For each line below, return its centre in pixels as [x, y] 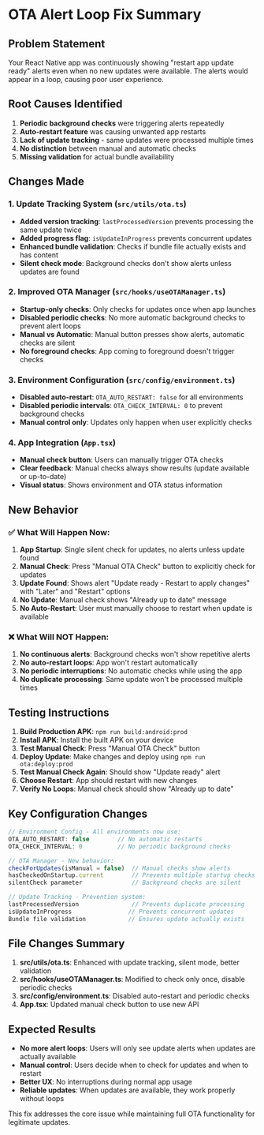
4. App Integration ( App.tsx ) [62, 443]
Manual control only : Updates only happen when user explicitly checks [136, 422]
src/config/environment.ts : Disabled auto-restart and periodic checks [134, 996]
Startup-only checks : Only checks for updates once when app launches [138, 309]
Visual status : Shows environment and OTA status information [121, 485]
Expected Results [52, 1029]
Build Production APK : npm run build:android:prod [103, 732]
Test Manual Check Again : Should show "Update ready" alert [120, 772]
